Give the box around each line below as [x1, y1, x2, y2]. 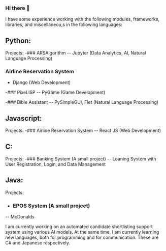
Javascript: [5, 114, 42, 123]
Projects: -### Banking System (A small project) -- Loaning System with [5, 156, 156, 162]
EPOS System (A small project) [12, 202, 90, 209]
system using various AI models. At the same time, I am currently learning [5, 229, 159, 235]
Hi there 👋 [5, 5, 30, 12]
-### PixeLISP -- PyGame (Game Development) [5, 89, 106, 96]
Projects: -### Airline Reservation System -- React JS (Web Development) [5, 127, 161, 134]
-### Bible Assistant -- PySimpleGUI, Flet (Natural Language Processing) [5, 99, 159, 105]
